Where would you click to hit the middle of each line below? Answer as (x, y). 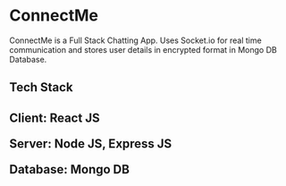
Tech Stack (41, 87)
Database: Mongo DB (69, 169)
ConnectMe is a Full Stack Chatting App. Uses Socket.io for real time (135, 40)
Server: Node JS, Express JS (91, 144)
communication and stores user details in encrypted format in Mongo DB (143, 49)
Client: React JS (55, 118)
